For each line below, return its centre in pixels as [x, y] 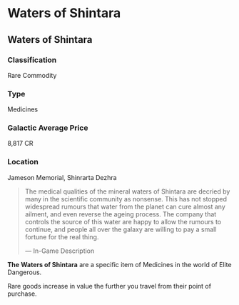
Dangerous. [25, 272]
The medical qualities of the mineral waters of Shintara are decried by [127, 191]
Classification [32, 60]
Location [23, 162]
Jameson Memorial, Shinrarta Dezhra [62, 177]
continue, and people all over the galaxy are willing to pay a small [121, 229]
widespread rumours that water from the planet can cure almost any [125, 206]
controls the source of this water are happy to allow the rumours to [123, 221]
